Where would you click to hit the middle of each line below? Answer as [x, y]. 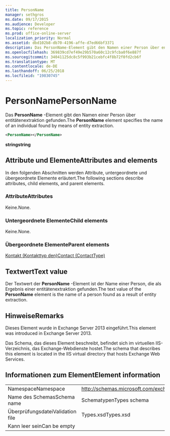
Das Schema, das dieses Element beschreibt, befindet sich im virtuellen [80, 343]
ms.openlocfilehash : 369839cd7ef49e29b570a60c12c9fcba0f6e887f [73, 52]
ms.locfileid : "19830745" [32, 76]
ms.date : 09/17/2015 [27, 19]
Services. [15, 359]
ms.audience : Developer [30, 24]
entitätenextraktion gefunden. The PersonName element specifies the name [84, 120]
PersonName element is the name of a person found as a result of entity [81, 294]
